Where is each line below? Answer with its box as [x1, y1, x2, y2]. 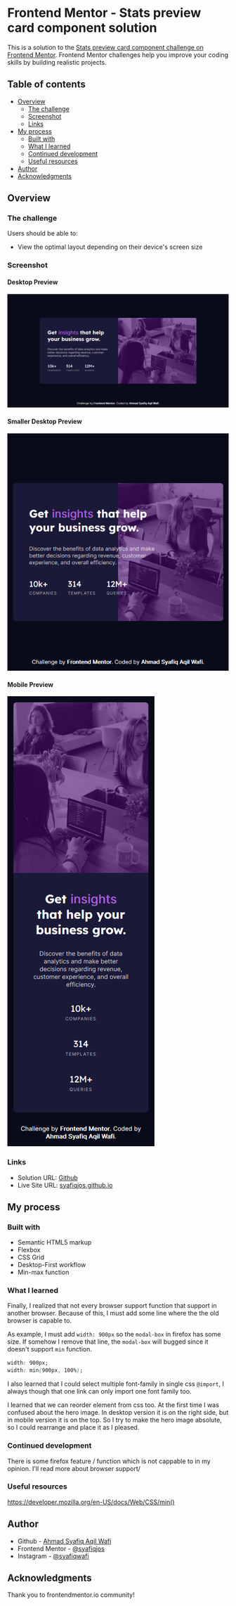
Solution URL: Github [17, 1173, 79, 1182]
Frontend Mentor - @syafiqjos [17, 1544, 105, 1553]
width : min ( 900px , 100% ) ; [7, 1367, 83, 1374]
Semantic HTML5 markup [17, 1238, 92, 1247]
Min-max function [17, 1268, 70, 1277]
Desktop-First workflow [17, 1261, 86, 1269]
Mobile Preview [7, 680, 54, 688]
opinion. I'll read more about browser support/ [7, 1464, 140, 1472]
